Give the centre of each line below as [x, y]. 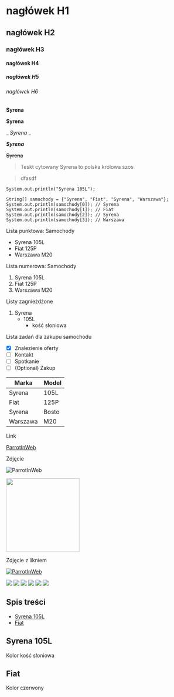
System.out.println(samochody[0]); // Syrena [62, 204]
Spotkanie [27, 361]
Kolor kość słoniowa [30, 655]
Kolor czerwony [25, 688]
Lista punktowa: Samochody [40, 231]
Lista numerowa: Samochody [41, 266]
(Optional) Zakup [35, 368]
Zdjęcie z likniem [26, 560]
